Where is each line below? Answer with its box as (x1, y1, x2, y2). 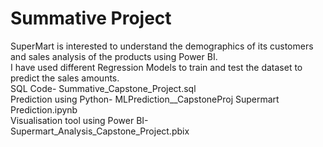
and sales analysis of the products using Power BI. (10, 50, 218, 62)
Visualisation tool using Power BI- (10, 114, 149, 126)
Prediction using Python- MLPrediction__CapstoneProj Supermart (10, 93, 280, 105)
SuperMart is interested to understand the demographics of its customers (10, 40, 314, 52)
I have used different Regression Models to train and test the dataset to (10, 61, 303, 73)
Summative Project (10, 7, 172, 30)
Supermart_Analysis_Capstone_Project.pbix (10, 125, 190, 137)
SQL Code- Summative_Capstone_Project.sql (10, 82, 197, 94)
